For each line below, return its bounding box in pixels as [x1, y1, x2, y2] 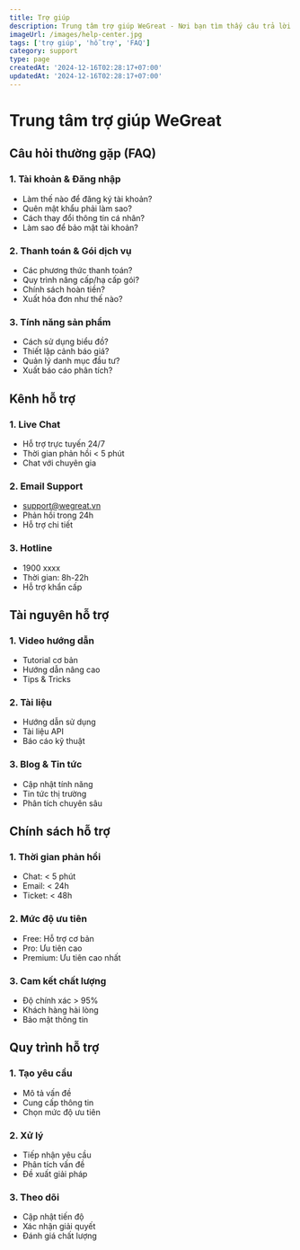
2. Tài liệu [9, 696, 52, 709]
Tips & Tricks [22, 674, 72, 685]
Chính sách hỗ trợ [9, 824, 110, 839]
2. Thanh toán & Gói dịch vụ [9, 244, 132, 257]
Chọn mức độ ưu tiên [22, 1106, 101, 1117]
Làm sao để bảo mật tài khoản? [22, 222, 139, 233]
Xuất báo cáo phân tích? [22, 365, 113, 376]
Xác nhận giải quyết [22, 1221, 96, 1232]
